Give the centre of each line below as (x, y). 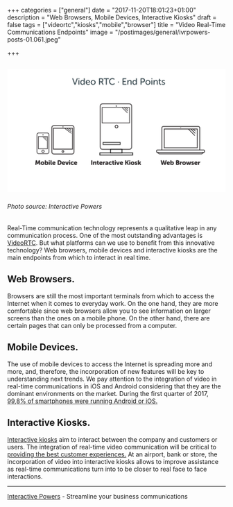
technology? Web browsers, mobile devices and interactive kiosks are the (112, 250)
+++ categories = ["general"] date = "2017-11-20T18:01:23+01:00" (102, 10)
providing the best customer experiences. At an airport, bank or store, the (112, 454)
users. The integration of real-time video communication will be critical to (112, 447)
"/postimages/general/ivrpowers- (163, 32)
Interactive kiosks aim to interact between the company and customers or (112, 439)
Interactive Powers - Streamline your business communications (98, 496)
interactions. (25, 476)
